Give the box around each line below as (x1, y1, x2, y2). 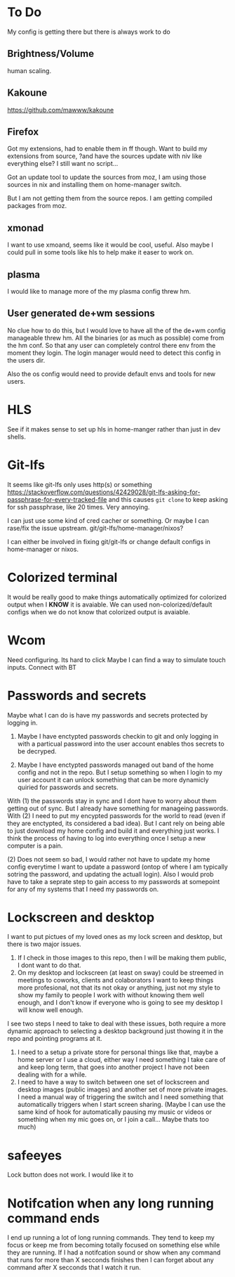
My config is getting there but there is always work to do (7, 27, 170, 36)
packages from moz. (7, 202, 67, 210)
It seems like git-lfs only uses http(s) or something (7, 480, 152, 488)
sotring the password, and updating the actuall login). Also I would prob (7, 869, 214, 879)
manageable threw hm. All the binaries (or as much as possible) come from (7, 333, 224, 342)
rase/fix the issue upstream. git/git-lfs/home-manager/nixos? (7, 524, 184, 532)
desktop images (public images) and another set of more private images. (17, 1085, 228, 1094)
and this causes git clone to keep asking (108, 495, 228, 503)
